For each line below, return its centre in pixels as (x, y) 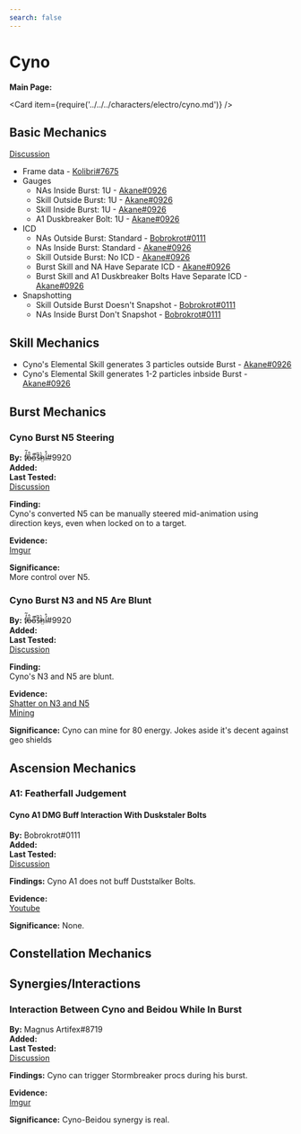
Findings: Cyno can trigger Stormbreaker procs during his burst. (129, 1075)
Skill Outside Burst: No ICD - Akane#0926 (113, 258)
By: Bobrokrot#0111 (45, 835)
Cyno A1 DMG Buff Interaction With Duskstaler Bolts (108, 815)
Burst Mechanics (58, 412)
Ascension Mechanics (73, 768)
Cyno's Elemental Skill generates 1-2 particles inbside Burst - (135, 374)
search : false (36, 18)
